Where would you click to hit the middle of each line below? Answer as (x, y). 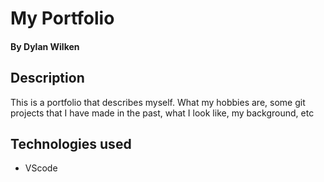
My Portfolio (62, 18)
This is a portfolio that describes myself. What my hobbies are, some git (158, 102)
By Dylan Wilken (45, 46)
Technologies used (71, 143)
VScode (41, 168)
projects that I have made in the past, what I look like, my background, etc (162, 113)
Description (47, 78)
